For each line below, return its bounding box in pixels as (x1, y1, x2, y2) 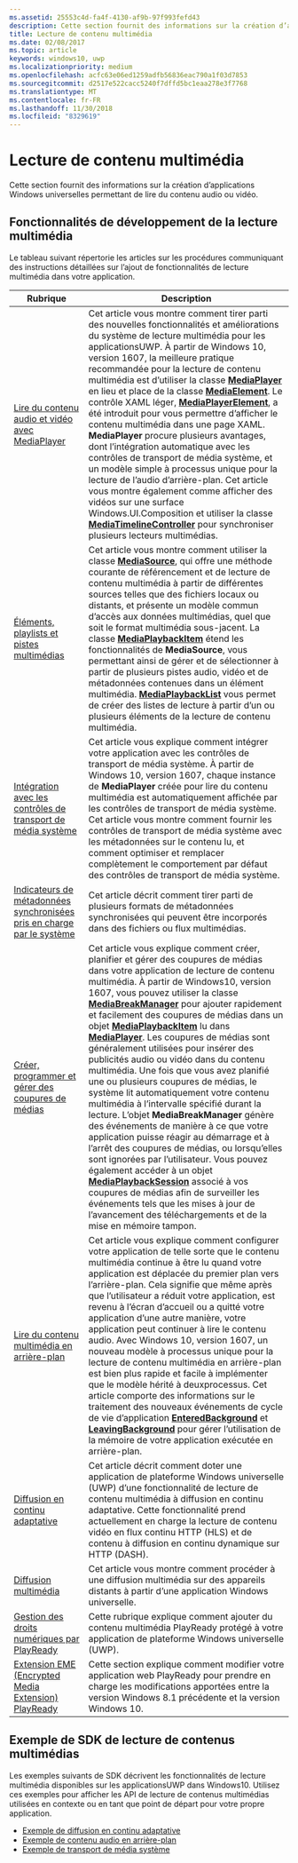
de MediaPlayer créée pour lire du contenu (88, 780, 269, 792)
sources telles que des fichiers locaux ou (88, 588, 259, 600)
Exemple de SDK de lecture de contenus (9, 1732, 235, 1748)
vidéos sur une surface (88, 495, 184, 508)
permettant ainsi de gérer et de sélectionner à (88, 654, 279, 667)
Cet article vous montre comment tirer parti (88, 307, 269, 320)
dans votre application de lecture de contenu (88, 964, 275, 977)
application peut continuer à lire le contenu (88, 1322, 267, 1335)
